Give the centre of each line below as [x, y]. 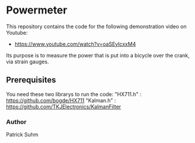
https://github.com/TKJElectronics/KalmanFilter [64, 107]
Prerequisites [31, 80]
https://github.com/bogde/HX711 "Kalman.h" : [61, 100]
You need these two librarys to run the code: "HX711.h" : [74, 94]
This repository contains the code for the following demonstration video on [96, 26]
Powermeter [37, 10]
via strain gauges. [28, 62]
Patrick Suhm [22, 135]
